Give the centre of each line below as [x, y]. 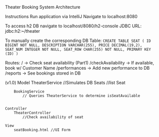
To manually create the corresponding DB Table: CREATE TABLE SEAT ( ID [78, 40]
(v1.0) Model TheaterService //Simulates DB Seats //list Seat [65, 83]
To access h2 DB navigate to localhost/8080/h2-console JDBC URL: [73, 26]
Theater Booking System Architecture [43, 7]
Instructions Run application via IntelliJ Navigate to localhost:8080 [71, 16]
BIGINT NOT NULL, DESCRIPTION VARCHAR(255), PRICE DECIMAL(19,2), [74, 45]
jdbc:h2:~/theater [23, 31]
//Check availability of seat [53, 117]
